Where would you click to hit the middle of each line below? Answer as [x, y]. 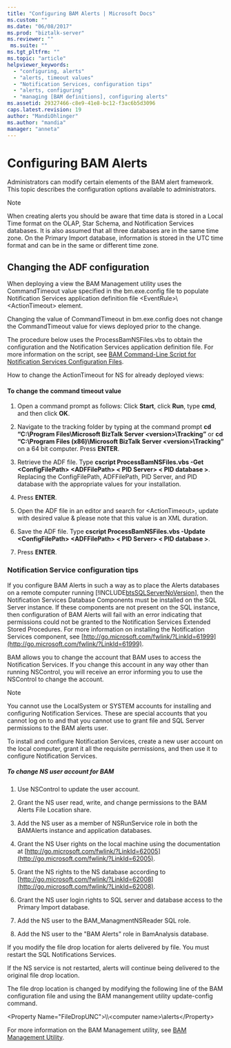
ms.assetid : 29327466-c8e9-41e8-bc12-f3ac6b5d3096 [81, 103]
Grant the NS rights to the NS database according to [91, 871]
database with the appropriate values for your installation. [99, 484]
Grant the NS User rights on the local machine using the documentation [119, 844]
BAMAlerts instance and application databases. [84, 830]
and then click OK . [43, 414]
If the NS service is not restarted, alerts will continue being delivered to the [113, 968]
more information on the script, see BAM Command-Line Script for [102, 354]
